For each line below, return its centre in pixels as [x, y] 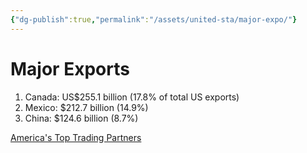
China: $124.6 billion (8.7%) [81, 118]
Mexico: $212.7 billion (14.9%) [86, 107]
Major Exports [70, 68]
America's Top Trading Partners [76, 137]
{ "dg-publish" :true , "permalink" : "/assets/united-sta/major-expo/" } [154, 19]
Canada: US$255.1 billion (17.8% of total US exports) [132, 97]
